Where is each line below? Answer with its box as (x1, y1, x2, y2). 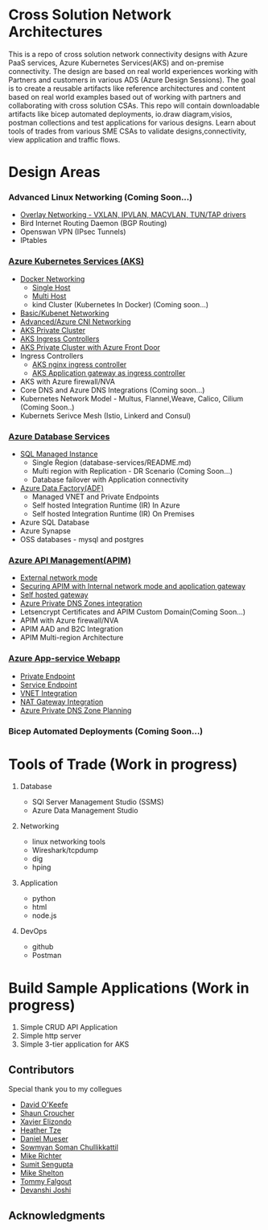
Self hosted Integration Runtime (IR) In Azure (31, 500, 181, 510)
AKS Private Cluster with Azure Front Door (19, 342, 161, 352)
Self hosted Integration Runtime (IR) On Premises (31, 509, 195, 519)
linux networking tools (31, 837, 106, 846)
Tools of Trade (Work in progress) (8, 755, 238, 773)
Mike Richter (19, 1151, 62, 1161)
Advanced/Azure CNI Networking (19, 316, 131, 327)
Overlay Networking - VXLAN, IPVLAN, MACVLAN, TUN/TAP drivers (19, 210, 247, 220)
